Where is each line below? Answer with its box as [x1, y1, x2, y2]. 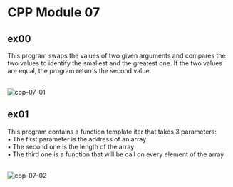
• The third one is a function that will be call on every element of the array [7, 150, 224, 159]
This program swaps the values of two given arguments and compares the [7, 51, 226, 60]
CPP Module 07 [7, 4, 100, 21]
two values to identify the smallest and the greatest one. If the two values [7, 59, 223, 68]
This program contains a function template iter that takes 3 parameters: [7, 127, 217, 136]
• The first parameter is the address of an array [7, 134, 147, 143]
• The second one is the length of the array [7, 142, 135, 151]
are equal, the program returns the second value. [7, 67, 152, 75]
